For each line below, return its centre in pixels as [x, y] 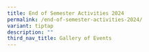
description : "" [30, 32]
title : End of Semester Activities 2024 [66, 13]
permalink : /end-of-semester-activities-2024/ [75, 20]
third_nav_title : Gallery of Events [59, 38]
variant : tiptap [30, 26]
